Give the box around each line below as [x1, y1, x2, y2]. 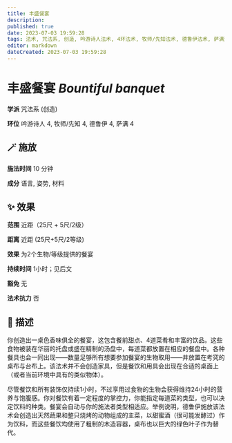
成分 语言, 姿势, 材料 [7, 179, 64, 187]
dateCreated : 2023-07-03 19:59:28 [7, 49, 107, 56]
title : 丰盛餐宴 [7, 10, 50, 17]
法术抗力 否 [7, 294, 39, 303]
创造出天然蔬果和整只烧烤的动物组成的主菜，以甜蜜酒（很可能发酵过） [19, 411, 219, 420]
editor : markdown [7, 42, 57, 49]
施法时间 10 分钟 [7, 164, 54, 173]
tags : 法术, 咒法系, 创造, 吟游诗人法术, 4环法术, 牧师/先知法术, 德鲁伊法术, [7, 36, 211, 43]
